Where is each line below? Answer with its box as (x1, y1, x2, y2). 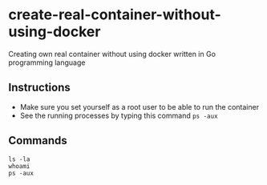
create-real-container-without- (8, 6, 222, 24)
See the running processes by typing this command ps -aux (19, 111, 218, 120)
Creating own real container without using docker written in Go (8, 49, 216, 58)
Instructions (8, 81, 71, 95)
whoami (8, 162, 30, 170)
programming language (8, 58, 86, 67)
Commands (8, 134, 68, 147)
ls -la (8, 155, 30, 163)
